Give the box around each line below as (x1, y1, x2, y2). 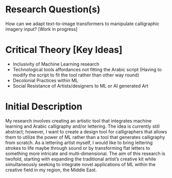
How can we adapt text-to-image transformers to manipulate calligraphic (5, 21, 160, 27)
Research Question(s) (5, 4, 101, 15)
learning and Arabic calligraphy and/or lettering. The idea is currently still (5, 123, 160, 129)
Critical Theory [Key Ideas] (5, 44, 123, 56)
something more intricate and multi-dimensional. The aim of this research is (5, 150, 165, 156)
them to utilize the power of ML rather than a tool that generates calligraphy (5, 134, 165, 140)
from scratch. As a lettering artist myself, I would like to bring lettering (5, 140, 153, 146)
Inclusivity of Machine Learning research (12, 61, 100, 67)
